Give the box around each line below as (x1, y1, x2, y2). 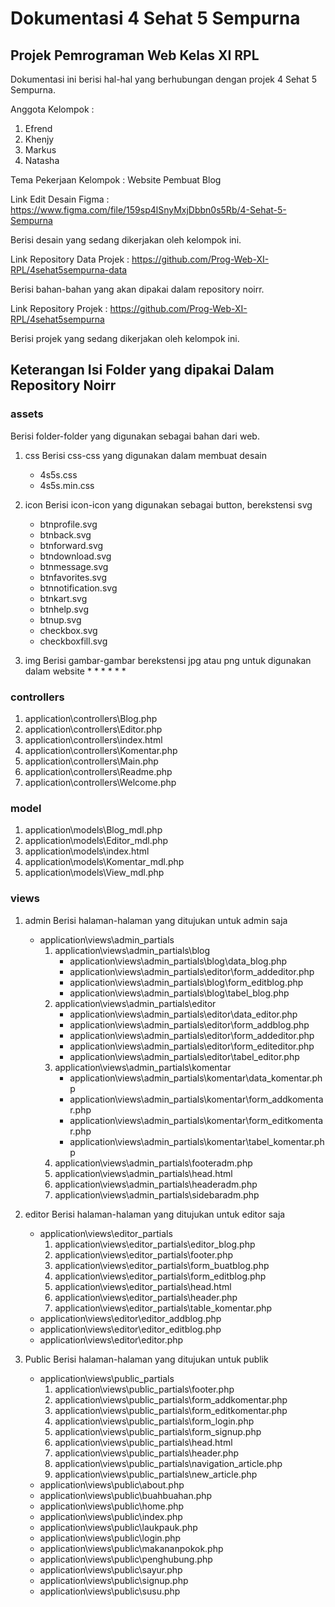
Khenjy (24, 133, 55, 145)
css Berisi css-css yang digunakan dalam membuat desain (24, 449, 267, 461)
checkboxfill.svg (39, 635, 108, 647)
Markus (24, 144, 57, 156)
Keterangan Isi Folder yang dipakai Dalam (10, 362, 275, 379)
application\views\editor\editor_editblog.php (39, 1323, 222, 1335)
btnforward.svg (39, 539, 104, 551)
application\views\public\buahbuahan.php (39, 1489, 213, 1501)
